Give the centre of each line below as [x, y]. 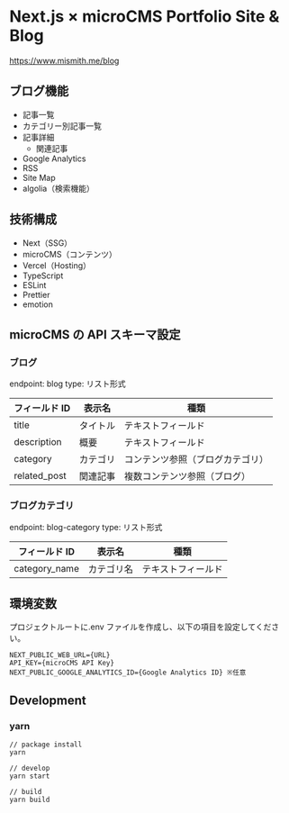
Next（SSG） [47, 243]
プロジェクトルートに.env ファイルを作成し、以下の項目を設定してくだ [140, 627]
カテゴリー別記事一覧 [62, 126]
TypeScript [43, 276]
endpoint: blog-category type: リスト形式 [86, 527]
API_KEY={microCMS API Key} [62, 664]
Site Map [39, 177]
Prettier [36, 294]
